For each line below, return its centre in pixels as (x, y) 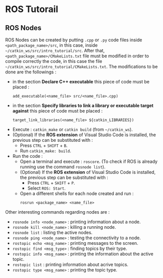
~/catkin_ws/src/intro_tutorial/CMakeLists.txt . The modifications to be (81, 67)
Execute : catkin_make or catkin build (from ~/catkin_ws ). (72, 129)
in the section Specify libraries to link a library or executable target (83, 106)
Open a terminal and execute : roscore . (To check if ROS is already (89, 161)
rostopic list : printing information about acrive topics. (70, 264)
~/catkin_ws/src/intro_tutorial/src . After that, (55, 51)
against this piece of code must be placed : (57, 111)
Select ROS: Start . (47, 188)
